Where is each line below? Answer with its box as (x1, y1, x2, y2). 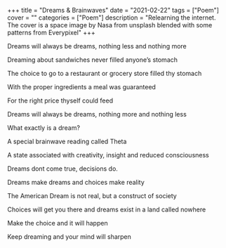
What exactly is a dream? (7, 124, 81, 132)
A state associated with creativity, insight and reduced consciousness (7, 151, 209, 159)
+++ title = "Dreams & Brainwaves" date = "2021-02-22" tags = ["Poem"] (7, 6, 220, 14)
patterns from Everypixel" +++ (7, 28, 96, 37)
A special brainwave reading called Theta (7, 137, 127, 145)
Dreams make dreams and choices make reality (7, 178, 145, 186)
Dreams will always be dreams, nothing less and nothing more (7, 42, 187, 50)
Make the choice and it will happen (7, 219, 108, 227)
